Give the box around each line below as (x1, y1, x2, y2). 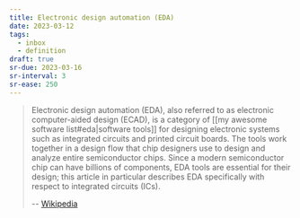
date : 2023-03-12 (9, 22, 75, 31)
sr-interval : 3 (9, 72, 66, 81)
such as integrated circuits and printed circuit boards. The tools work (31, 133, 287, 144)
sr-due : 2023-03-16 (9, 64, 83, 73)
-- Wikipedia (31, 198, 78, 209)
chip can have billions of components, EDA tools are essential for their (31, 161, 291, 172)
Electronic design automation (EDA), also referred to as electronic (31, 104, 274, 115)
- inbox (17, 38, 47, 48)
